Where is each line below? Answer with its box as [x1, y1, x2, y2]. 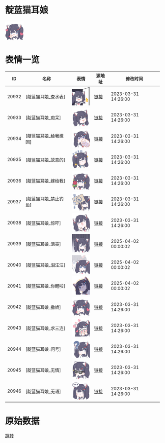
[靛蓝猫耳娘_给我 [25, 133, 60, 139]
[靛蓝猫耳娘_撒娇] [25, 304, 61, 310]
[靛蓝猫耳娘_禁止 [25, 196, 60, 202]
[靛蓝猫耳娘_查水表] [25, 94, 65, 100]
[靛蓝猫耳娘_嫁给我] [25, 178, 65, 184]
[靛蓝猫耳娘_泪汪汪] [25, 262, 65, 268]
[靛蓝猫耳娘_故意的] [25, 156, 65, 163]
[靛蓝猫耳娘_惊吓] [25, 220, 61, 226]
